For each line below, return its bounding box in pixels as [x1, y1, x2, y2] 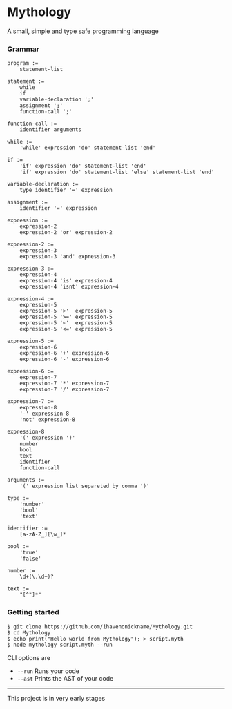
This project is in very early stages [7, 694, 106, 702]
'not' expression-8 [19, 416, 76, 423]
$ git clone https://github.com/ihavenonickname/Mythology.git [7, 623, 193, 630]
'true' [19, 550, 39, 556]
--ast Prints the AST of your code [17, 674, 114, 682]
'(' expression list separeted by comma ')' [19, 483, 150, 490]
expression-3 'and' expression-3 [19, 253, 116, 260]
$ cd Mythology [7, 629, 51, 636]
